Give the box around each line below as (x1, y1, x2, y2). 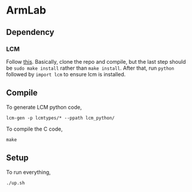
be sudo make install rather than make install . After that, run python (6, 64, 174, 71)
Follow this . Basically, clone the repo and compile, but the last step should (6, 58, 186, 65)
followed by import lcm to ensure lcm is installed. (6, 70, 126, 77)
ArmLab (6, 4, 46, 17)
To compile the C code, (6, 125, 63, 132)
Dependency (6, 27, 54, 37)
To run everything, (6, 168, 51, 175)
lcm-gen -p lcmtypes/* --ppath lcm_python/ (6, 115, 115, 121)
